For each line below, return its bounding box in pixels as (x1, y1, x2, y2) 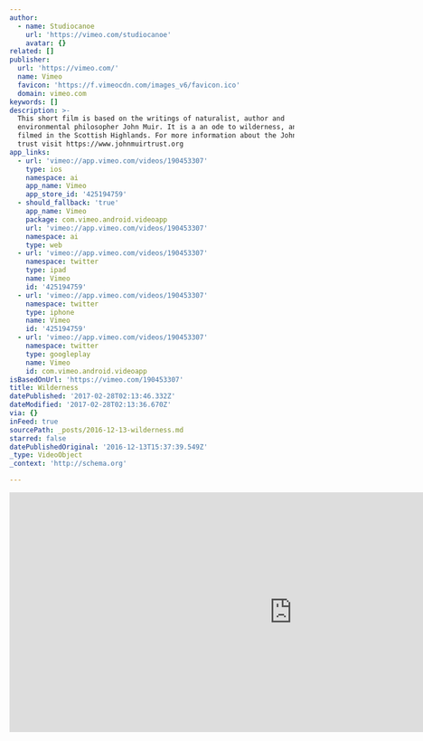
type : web (25, 241, 63, 250)
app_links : (9, 147, 51, 157)
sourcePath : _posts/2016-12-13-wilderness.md (9, 425, 183, 434)
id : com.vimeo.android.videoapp (25, 366, 147, 375)
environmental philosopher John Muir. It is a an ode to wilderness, (17, 123, 285, 132)
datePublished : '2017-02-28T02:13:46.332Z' (9, 392, 176, 401)
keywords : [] (9, 97, 59, 107)
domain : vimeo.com (17, 89, 88, 98)
